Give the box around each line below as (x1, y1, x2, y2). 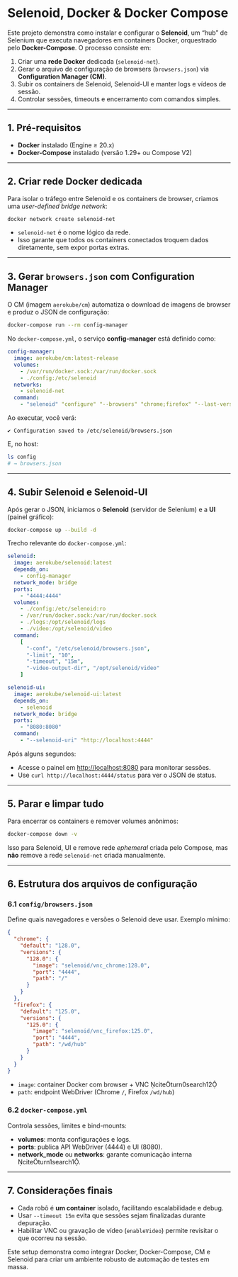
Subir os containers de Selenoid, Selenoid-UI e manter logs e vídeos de (17, 79, 227, 88)
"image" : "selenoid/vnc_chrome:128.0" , (33, 962, 151, 969)
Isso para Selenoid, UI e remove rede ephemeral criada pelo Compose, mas (7, 843, 228, 851)
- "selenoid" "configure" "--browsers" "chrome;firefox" (20, 401, 192, 408)
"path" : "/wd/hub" (33, 1041, 87, 1048)
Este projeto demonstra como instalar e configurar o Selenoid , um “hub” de (7, 28, 228, 37)
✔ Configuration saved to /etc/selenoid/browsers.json (7, 427, 173, 434)
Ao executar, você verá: (7, 414, 76, 422)
